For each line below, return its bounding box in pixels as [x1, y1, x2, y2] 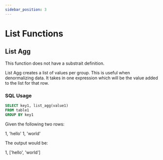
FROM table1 [5, 107, 29, 112]
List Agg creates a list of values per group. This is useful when [5, 70, 130, 75]
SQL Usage [5, 92, 32, 99]
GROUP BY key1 [5, 112, 34, 117]
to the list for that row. [5, 80, 49, 86]
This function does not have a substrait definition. [5, 60, 105, 66]
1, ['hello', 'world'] [5, 149, 40, 155]
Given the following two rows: [5, 121, 65, 127]
